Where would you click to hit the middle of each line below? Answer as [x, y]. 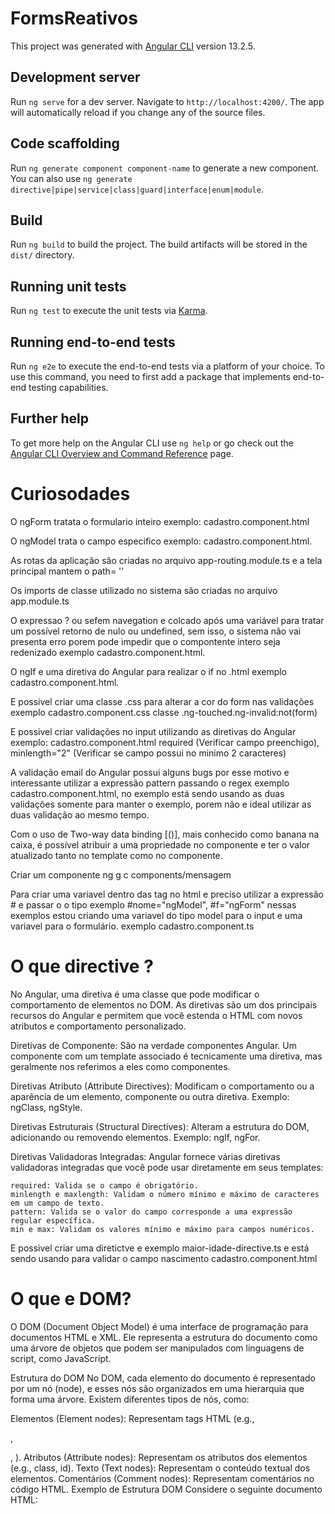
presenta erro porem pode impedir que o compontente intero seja [145, 641]
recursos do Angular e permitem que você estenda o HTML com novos [156, 1015]
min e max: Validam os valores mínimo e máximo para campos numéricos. [162, 1229]
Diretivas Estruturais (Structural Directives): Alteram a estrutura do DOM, [160, 1126]
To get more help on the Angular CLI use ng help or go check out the [152, 443]
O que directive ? [82, 966]
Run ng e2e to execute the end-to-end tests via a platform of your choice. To [168, 366]
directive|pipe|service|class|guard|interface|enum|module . [137, 189]
